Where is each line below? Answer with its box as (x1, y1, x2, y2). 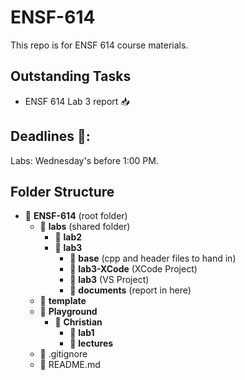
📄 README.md (39, 359, 101, 371)
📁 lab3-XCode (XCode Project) (69, 263, 198, 275)
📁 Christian (54, 316, 103, 328)
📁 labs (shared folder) (39, 221, 131, 233)
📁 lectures (69, 337, 114, 350)
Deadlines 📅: (10, 128, 91, 145)
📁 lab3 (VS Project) (69, 274, 150, 286)
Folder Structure (10, 183, 115, 200)
